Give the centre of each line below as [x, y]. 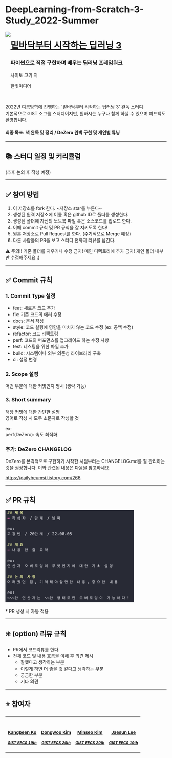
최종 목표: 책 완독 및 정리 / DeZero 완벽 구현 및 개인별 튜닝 [63, 133]
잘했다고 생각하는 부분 [42, 662]
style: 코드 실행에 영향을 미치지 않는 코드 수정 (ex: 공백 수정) [73, 327]
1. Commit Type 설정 [30, 295]
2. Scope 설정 [22, 374]
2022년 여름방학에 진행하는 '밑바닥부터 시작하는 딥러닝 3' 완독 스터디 [74, 107]
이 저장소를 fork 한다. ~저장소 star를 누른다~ [57, 208]
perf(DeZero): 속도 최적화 [31, 434]
